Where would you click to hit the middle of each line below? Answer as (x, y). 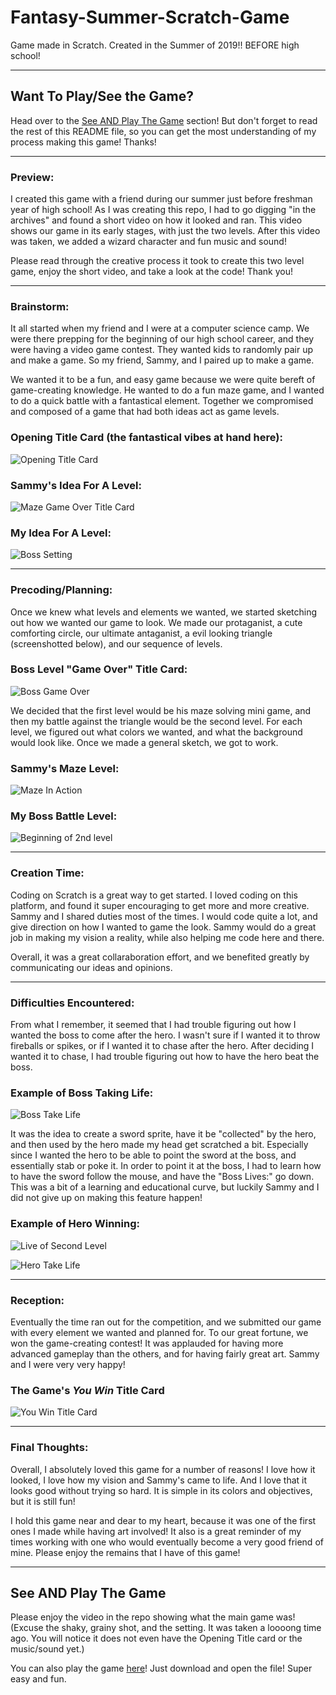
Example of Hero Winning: (75, 1224)
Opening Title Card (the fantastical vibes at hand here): (146, 438)
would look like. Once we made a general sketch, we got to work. (144, 742)
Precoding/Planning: (61, 590)
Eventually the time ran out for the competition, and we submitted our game (166, 1322)
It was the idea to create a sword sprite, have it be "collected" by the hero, (163, 1134)
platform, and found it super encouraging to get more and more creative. (160, 905)
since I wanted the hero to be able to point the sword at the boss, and (153, 1155)
